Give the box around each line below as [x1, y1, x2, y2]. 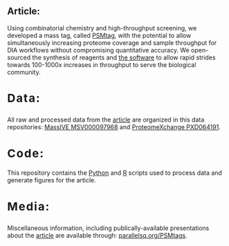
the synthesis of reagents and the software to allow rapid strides [32, 53, 216, 61]
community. [7, 68, 41, 76]
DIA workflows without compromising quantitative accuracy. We [7, 46, 190, 54]
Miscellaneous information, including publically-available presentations [7, 224, 210, 232]
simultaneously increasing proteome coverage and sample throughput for [7, 38, 217, 47]
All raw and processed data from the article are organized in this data [7, 115, 205, 124]
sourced [7, 53, 31, 61]
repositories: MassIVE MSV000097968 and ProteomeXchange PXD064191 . [7, 123, 221, 131]
